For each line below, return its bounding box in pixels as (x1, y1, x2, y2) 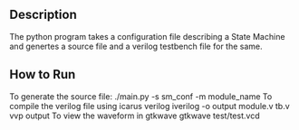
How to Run (9, 67, 76, 82)
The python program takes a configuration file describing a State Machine (9, 31, 285, 42)
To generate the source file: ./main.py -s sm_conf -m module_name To (9, 90, 273, 102)
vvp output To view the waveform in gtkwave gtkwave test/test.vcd (9, 110, 260, 121)
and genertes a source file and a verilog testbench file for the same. (9, 41, 263, 51)
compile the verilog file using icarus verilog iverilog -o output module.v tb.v (9, 100, 290, 111)
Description (9, 7, 77, 23)
